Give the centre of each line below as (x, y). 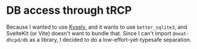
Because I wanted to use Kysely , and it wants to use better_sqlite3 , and (97, 27)
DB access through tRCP (69, 10)
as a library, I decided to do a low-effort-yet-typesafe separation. (110, 39)
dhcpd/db (17, 40)
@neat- (181, 33)
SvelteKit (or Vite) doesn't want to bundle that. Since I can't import (89, 33)
